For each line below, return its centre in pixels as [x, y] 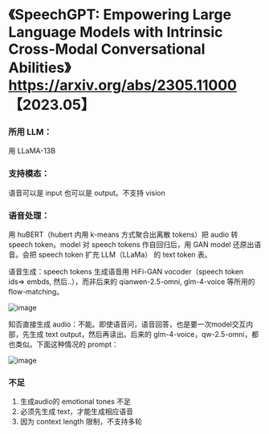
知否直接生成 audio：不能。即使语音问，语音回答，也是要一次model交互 [127, 324]
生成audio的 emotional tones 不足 [75, 402]
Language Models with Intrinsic [116, 32]
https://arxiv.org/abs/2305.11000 [122, 85]
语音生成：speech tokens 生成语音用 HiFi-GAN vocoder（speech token [126, 272]
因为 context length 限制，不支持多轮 [81, 422]
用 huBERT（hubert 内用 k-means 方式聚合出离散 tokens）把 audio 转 [123, 235]
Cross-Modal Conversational [107, 49]
